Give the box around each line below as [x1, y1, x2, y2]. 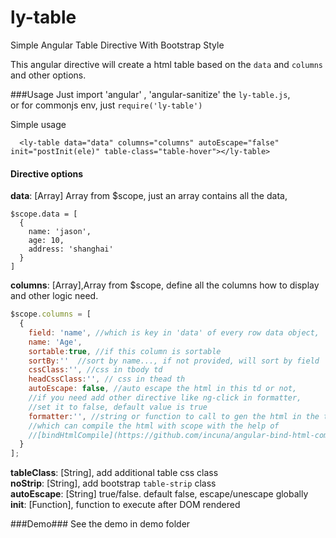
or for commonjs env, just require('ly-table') [10, 99, 203, 111]
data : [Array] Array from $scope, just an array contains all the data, [10, 190, 288, 202]
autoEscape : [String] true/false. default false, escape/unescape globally [10, 488, 309, 500]
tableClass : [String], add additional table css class [10, 467, 219, 479]
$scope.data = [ [10, 209, 78, 220]
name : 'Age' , [28, 337, 83, 347]
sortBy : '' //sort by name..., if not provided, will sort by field [28, 356, 320, 366]
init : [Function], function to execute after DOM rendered [10, 499, 241, 511]
